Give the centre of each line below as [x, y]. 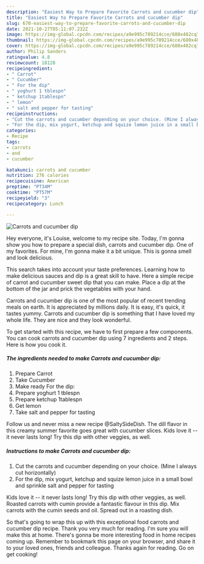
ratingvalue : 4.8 [28, 57]
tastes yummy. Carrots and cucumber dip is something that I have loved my [101, 313]
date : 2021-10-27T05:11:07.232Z [47, 29]
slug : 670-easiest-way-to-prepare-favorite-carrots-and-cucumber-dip [96, 23]
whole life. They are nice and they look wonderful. [69, 320]
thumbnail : [20, 40]
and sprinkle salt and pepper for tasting [64, 486]
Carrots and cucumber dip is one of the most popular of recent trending [96, 300]
